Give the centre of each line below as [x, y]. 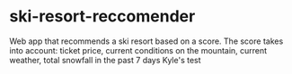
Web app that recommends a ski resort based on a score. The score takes [146, 41]
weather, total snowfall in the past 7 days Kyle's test [105, 60]
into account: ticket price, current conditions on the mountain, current [138, 50]
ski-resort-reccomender [102, 16]
